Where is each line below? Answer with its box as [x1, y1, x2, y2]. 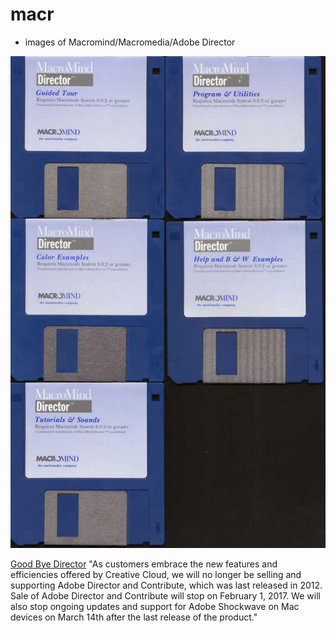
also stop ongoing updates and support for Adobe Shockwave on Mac [10, 600, 300, 612]
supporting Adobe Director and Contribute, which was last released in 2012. [10, 579, 323, 591]
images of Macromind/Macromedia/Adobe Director [24, 36, 236, 48]
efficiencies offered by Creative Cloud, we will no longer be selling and [10, 568, 302, 580]
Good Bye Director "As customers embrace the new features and [10, 558, 278, 570]
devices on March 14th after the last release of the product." [10, 611, 258, 623]
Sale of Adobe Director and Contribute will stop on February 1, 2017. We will [10, 589, 321, 602]
